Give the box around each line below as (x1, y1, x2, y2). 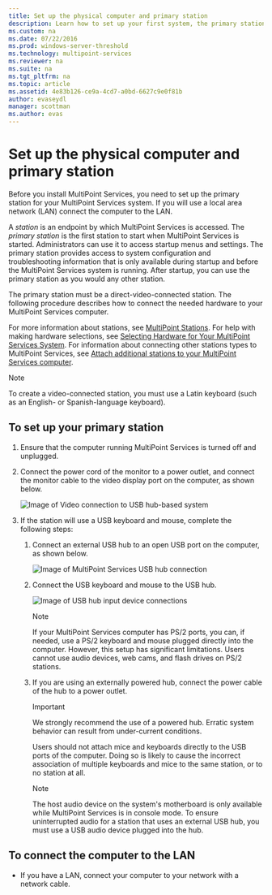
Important (32, 702, 66, 711)
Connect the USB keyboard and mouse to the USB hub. (32, 580, 217, 590)
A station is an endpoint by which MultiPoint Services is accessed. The (8, 222, 245, 231)
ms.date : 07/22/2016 (8, 34, 79, 43)
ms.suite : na (8, 65, 53, 73)
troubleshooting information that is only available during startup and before (8, 257, 259, 266)
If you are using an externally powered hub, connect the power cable (32, 677, 263, 687)
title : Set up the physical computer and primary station (8, 11, 208, 20)
